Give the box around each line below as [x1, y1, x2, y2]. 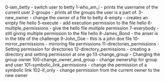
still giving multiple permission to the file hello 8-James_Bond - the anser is [5, 31, 158, 36]
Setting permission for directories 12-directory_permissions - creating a [5, 46, 151, 52]
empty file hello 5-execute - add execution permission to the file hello [5, 20, 147, 26]
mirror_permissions [5, 41, 44, 46]
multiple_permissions [5, 25, 48, 31]
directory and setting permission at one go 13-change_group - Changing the [5, 51, 161, 57]
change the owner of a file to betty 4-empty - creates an [33, 15, 148, 20]
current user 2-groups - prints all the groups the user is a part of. [5, 9, 137, 15]
